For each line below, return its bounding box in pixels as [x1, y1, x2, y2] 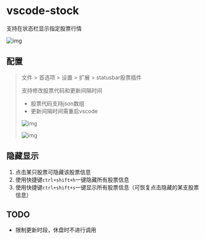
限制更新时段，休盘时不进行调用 [15, 226, 96, 233]
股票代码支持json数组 [30, 99, 85, 107]
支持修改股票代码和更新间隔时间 [21, 86, 102, 94]
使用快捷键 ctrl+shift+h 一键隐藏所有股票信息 [15, 176, 130, 183]
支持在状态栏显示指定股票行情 [6, 25, 82, 32]
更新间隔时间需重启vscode [30, 107, 98, 115]
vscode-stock [6, 4, 80, 18]
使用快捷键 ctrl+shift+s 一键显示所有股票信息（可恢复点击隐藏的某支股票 [15, 183, 199, 191]
